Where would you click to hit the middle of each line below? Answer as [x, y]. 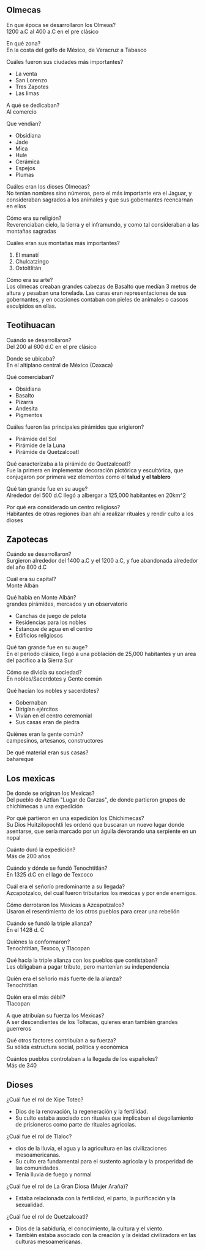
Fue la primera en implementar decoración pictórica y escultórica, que [95, 470]
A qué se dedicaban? [33, 105]
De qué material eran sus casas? [47, 752]
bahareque [20, 759]
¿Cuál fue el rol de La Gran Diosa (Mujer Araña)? [67, 1186]
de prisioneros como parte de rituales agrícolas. [76, 1125]
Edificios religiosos [39, 636]
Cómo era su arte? [30, 279]
